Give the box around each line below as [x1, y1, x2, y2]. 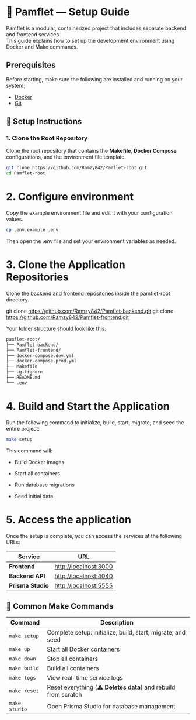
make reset [9, 688, 39, 694]
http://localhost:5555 [54, 581, 113, 589]
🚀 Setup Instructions [6, 116, 82, 126]
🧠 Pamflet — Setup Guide [6, 5, 130, 19]
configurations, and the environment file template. [6, 153, 127, 160]
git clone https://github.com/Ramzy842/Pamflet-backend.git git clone [6, 307, 174, 314]
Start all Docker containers [47, 645, 120, 653]
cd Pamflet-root [6, 170, 45, 176]
